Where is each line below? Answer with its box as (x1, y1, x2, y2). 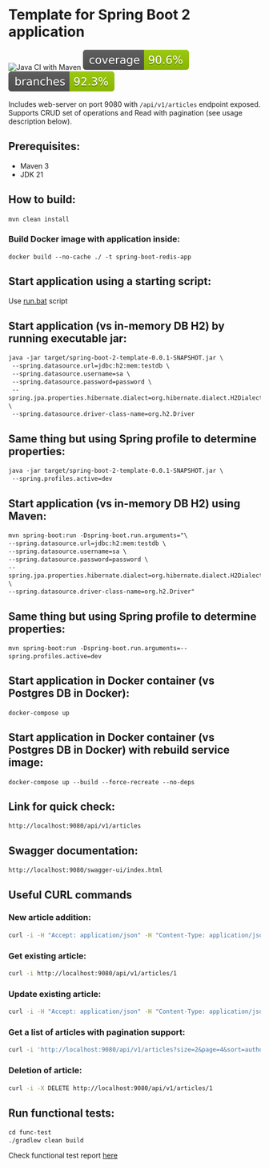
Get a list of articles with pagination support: (8, 1027, 186, 1037)
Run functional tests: (8, 1106, 115, 1120)
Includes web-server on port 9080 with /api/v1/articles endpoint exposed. (8, 99, 261, 109)
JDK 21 (19, 169, 44, 179)
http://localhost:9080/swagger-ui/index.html (8, 866, 163, 874)
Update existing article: (8, 988, 102, 999)
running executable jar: (8, 332, 127, 346)
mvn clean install (8, 215, 70, 223)
